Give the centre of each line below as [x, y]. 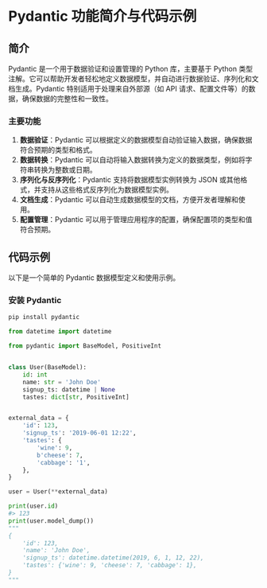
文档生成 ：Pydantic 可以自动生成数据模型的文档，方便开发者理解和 [129, 200]
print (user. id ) [33, 506]
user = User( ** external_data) [58, 492]
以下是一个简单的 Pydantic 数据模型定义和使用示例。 [94, 278]
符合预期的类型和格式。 [58, 150]
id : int [35, 375]
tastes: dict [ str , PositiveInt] [76, 397]
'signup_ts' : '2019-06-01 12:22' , [79, 433]
